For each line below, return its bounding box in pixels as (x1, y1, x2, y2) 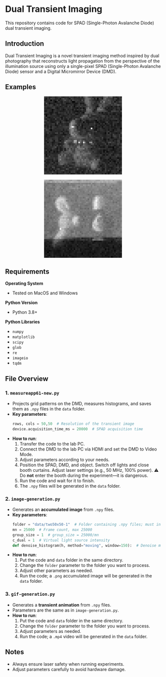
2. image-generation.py (5, 495, 61, 502)
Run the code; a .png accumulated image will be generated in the (19, 573, 152, 579)
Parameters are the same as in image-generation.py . (12, 607, 119, 613)
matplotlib (12, 335, 35, 340)
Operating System (5, 281, 43, 286)
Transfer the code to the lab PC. (19, 441, 85, 447)
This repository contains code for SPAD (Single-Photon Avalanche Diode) (5, 20, 155, 26)
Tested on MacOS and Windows (12, 290, 78, 296)
